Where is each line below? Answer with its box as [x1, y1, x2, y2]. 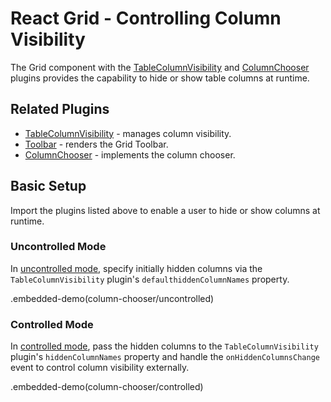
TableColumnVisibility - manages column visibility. [24, 127, 232, 139]
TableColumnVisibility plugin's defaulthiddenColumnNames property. [10, 273, 290, 285]
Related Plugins [10, 101, 110, 118]
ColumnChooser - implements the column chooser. [24, 148, 236, 161]
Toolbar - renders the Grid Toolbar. [24, 138, 169, 150]
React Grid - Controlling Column [10, 7, 282, 30]
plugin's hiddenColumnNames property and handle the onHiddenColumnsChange [10, 351, 320, 363]
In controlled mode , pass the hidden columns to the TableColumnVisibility [10, 340, 319, 352]
